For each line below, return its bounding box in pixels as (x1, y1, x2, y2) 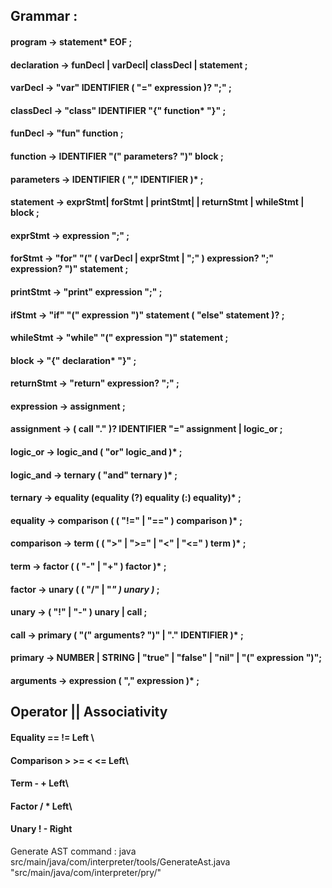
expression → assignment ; (10, 400, 126, 412)
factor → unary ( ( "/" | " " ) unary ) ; (10, 583, 160, 595)
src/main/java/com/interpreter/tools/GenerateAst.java (10, 855, 231, 868)
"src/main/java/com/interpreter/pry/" (10, 866, 162, 878)
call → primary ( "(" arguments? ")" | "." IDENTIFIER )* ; (10, 629, 244, 641)
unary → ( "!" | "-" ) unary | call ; (10, 606, 148, 618)
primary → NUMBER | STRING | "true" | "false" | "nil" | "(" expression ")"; (10, 652, 323, 664)
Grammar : (10, 8, 78, 25)
